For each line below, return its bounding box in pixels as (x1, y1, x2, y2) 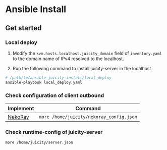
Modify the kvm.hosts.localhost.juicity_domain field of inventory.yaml (12, 50, 162, 56)
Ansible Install (5, 4, 67, 15)
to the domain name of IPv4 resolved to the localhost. (12, 56, 125, 62)
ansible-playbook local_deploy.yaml (5, 80, 82, 85)
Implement (8, 105, 34, 112)
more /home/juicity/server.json (5, 140, 73, 145)
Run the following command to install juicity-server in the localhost (12, 65, 151, 71)
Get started (5, 24, 42, 32)
